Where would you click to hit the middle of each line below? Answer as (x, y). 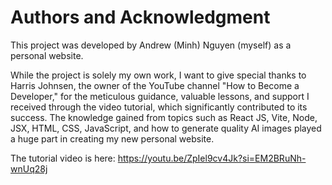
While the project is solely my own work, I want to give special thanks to (158, 75)
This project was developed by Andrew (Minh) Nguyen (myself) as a (151, 45)
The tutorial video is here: (63, 158)
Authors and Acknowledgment (140, 17)
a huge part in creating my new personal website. (112, 138)
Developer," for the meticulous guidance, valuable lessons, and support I (160, 96)
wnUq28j (29, 168)
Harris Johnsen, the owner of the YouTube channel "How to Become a (155, 85)
